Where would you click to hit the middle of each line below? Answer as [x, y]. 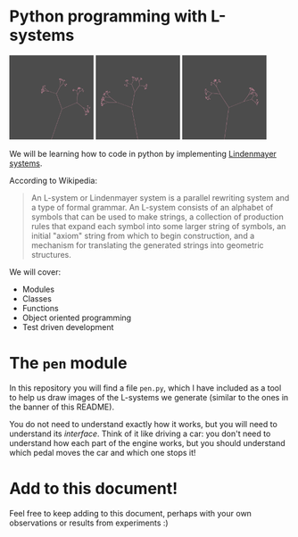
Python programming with [108, 17]
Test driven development [68, 327]
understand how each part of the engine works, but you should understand [147, 443]
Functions [41, 309]
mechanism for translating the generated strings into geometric [148, 245]
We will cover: [35, 272]
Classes [37, 299]
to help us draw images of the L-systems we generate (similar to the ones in [149, 398]
